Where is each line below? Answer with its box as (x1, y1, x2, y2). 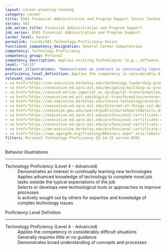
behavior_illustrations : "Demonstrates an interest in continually (5, 67, 147, 72)
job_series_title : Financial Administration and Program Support (5, 26, 142, 31)
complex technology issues (17, 200, 73, 206)
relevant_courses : (5, 76, 43, 81)
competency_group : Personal (5, 53, 63, 58)
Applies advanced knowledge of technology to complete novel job (17, 174, 152, 180)
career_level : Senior (5, 35, 50, 40)
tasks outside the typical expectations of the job (17, 179, 115, 185)
